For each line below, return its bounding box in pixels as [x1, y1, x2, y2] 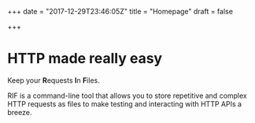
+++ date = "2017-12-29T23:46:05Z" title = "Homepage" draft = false [7, 7, 234, 16]
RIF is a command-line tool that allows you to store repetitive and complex [7, 91, 247, 100]
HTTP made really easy [7, 50, 163, 68]
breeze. [7, 107, 32, 117]
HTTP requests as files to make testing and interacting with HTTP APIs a [7, 99, 242, 109]
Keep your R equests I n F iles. [7, 75, 100, 85]
